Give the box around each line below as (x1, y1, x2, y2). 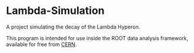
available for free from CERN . (6, 41, 77, 48)
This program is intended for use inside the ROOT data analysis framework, (6, 34, 189, 41)
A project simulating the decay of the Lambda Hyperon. (6, 23, 141, 30)
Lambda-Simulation (6, 4, 105, 17)
